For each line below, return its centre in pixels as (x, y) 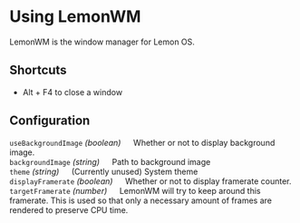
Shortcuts (38, 70)
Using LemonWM (75, 17)
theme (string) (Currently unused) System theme (104, 171)
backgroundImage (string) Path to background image (110, 161)
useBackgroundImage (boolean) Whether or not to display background (142, 142)
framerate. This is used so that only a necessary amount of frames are (140, 200)
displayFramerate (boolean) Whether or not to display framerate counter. (150, 181)
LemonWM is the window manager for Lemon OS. (102, 42)
